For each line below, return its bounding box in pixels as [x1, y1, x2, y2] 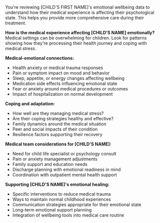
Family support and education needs [12, 161, 88, 167]
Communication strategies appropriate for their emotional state [12, 202, 142, 208]
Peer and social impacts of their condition [12, 126, 98, 132]
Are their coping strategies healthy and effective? [12, 116, 114, 121]
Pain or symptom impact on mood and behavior [12, 70, 110, 76]
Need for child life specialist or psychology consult [12, 151, 117, 156]
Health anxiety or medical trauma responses [12, 65, 103, 71]
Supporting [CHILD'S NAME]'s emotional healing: [5, 181, 110, 187]
